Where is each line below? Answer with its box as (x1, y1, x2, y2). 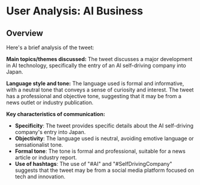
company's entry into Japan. (14, 129, 86, 135)
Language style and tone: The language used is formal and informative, (6, 80, 184, 87)
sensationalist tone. (14, 141, 63, 148)
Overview (6, 28, 44, 38)
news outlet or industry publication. (6, 99, 94, 106)
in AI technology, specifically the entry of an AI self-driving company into (6, 62, 187, 69)
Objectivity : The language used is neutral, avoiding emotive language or (14, 135, 194, 142)
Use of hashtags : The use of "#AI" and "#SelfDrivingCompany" (14, 160, 172, 167)
